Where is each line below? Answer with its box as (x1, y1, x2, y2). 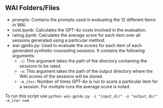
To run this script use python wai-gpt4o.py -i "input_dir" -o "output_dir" (5, 93, 158, 99)
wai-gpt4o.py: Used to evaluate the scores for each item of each (12, 42, 142, 48)
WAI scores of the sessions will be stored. (19, 73, 104, 79)
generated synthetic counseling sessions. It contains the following (12, 47, 145, 53)
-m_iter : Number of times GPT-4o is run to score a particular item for (19, 78, 158, 84)
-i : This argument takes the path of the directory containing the (19, 58, 147, 63)
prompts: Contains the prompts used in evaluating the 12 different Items (12, 16, 156, 22)
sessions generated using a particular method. (12, 37, 106, 43)
